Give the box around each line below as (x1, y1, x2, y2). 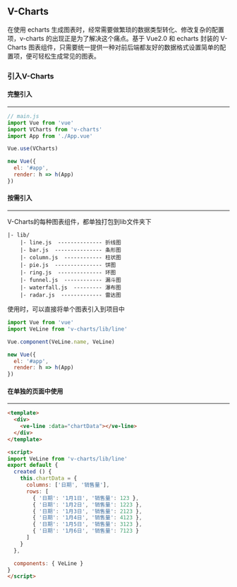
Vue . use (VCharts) (7, 145, 59, 153)
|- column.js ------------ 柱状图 (20, 254, 121, 261)
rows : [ (25, 487, 49, 495)
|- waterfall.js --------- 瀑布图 (20, 284, 121, 292)
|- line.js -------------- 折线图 (20, 239, 121, 247)
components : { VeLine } (13, 559, 83, 567)
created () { (13, 468, 52, 475)
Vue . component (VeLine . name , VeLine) (7, 338, 115, 345)
